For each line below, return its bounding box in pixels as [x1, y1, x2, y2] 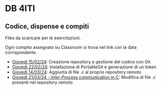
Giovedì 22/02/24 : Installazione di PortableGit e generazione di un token [12, 64, 157, 70]
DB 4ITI [5, 3, 35, 14]
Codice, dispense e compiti [5, 22, 89, 30]
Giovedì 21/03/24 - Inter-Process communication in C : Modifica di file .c [12, 75, 156, 80]
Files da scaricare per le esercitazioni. [5, 35, 81, 41]
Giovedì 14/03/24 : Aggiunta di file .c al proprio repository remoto [12, 69, 142, 75]
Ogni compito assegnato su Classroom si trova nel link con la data [5, 45, 137, 50]
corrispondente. [5, 49, 37, 55]
